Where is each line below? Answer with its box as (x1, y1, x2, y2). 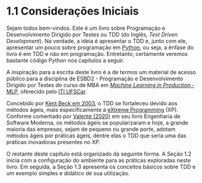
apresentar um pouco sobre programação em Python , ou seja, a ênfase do (6, 44, 194, 51)
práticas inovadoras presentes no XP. (6, 138, 101, 145)
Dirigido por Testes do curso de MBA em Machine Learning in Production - (6, 81, 195, 89)
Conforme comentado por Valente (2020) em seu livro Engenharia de (6, 112, 181, 120)
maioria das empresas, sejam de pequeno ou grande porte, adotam (6, 125, 176, 133)
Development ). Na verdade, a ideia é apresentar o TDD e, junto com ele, (6, 37, 187, 44)
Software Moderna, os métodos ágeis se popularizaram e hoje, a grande (6, 119, 189, 126)
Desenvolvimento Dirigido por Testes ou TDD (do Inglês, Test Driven (6, 30, 178, 38)
